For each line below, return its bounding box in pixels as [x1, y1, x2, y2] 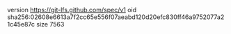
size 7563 [36, 20, 65, 28]
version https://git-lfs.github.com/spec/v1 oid [7, 6, 137, 14]
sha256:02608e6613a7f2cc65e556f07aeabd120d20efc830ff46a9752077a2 [7, 13, 225, 21]
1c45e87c [7, 20, 35, 28]
